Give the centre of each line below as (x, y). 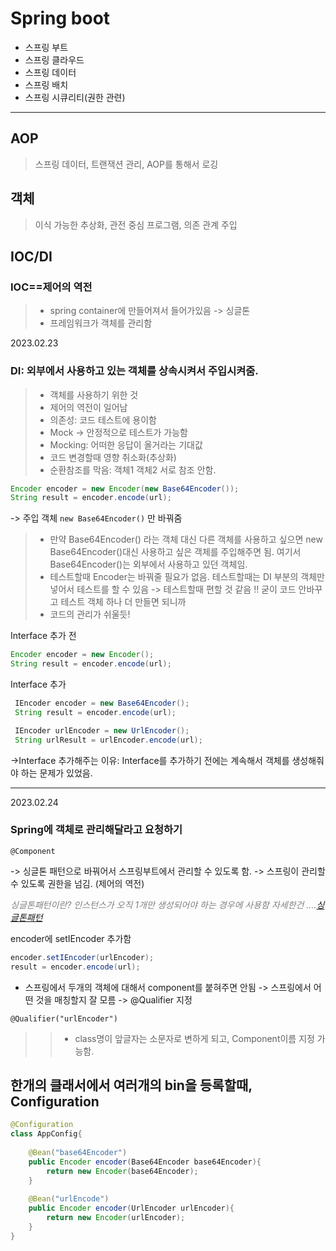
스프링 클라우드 (54, 59)
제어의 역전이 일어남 (88, 407)
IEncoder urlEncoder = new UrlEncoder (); (102, 730)
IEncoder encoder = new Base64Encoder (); (102, 703)
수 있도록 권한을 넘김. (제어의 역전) (77, 883)
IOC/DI (31, 256)
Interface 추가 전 (43, 636)
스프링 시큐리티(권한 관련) (75, 97)
